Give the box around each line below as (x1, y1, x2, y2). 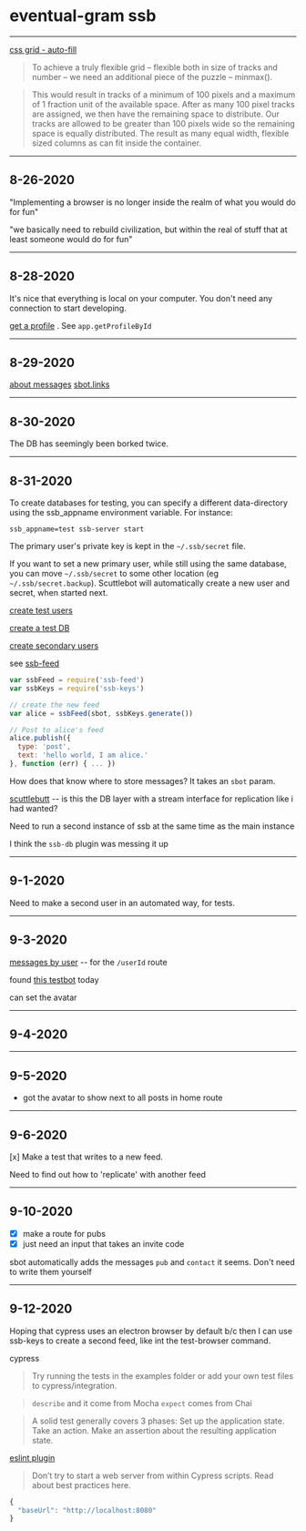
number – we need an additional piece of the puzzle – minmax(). (31, 71, 273, 82)
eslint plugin (9, 1452, 56, 1463)
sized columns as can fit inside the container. (31, 138, 202, 148)
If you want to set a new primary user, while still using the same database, (9, 558, 287, 569)
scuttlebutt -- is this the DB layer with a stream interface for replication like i (9, 793, 294, 804)
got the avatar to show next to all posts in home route (22, 1092, 223, 1103)
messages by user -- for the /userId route (9, 956, 168, 967)
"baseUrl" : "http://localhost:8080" (17, 1505, 157, 1515)
